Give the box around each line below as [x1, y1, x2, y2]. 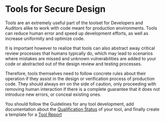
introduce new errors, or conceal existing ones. [5, 91, 101, 97]
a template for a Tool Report [5, 111, 62, 117]
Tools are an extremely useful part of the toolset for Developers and [5, 20, 143, 26]
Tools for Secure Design [5, 3, 106, 15]
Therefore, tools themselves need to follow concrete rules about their [5, 70, 146, 76]
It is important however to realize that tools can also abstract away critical [5, 45, 155, 51]
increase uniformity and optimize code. [5, 36, 85, 41]
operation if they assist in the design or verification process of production [5, 76, 155, 81]
